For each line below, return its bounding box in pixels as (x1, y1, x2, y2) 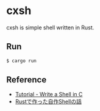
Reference (6, 74, 47, 85)
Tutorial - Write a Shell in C (15, 91, 83, 98)
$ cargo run (6, 57, 37, 64)
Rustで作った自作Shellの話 (15, 98, 82, 106)
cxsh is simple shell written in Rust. (6, 24, 95, 31)
